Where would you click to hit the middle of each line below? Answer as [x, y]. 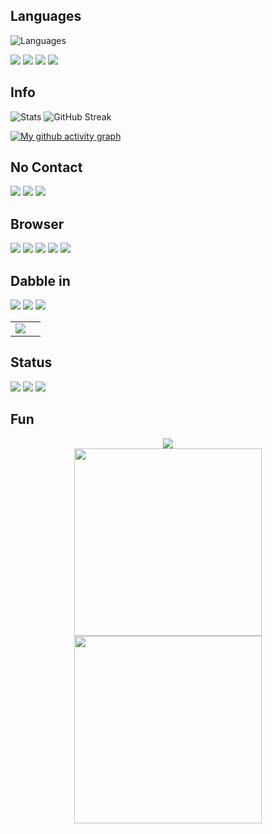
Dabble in [40, 280]
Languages [46, 16]
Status [31, 362]
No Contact [46, 167]
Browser [37, 224]
